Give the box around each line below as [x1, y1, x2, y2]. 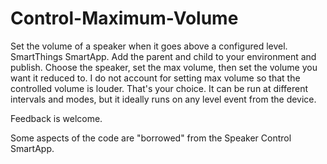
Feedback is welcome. [10, 112, 103, 124]
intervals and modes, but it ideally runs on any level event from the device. [10, 93, 317, 105]
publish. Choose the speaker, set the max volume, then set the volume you [10, 61, 318, 73]
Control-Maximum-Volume [10, 7, 239, 30]
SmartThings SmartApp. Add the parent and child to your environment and [10, 50, 317, 62]
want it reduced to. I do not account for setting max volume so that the [10, 72, 301, 84]
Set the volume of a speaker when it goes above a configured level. [10, 40, 288, 52]
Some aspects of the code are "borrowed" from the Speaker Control [10, 132, 292, 144]
